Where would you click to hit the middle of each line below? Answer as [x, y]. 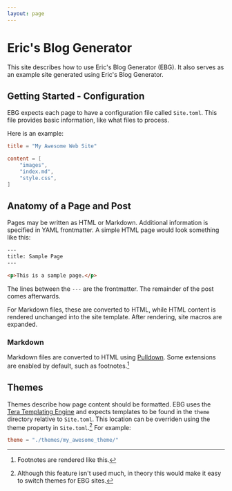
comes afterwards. [34, 296]
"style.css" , [38, 178]
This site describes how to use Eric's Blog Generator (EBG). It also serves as [116, 67]
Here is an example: [36, 134]
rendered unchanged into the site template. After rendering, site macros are [115, 316]
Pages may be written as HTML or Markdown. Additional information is [108, 223]
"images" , [34, 166]
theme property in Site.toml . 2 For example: [69, 427]
